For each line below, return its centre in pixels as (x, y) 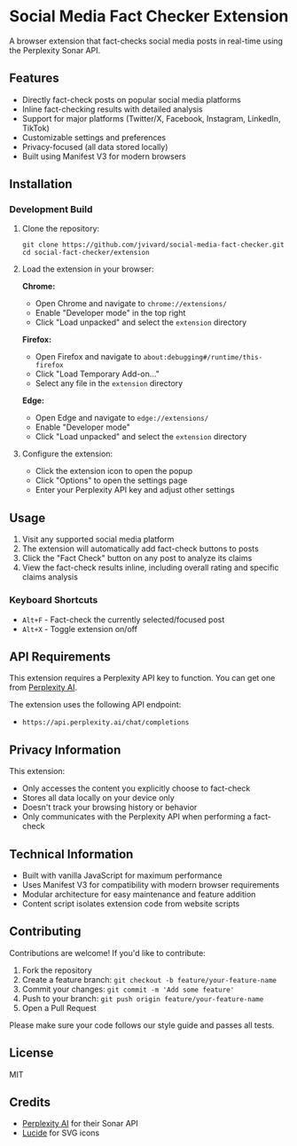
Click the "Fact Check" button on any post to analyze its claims (137, 558)
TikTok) (36, 128)
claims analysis (50, 577)
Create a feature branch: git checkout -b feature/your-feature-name (149, 979)
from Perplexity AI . (43, 688)
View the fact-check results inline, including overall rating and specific (150, 568)
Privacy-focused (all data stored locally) (95, 146)
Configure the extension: (67, 454)
